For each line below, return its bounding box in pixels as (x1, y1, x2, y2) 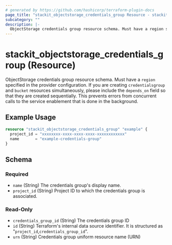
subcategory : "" (5, 17, 40, 22)
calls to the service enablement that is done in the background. (5, 98, 138, 105)
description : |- (5, 22, 40, 27)
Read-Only (5, 206, 33, 213)
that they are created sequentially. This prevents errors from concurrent (5, 93, 157, 99)
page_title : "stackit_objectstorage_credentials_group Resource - (5, 12, 150, 17)
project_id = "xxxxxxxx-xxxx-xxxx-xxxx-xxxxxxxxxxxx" (10, 131, 127, 136)
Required (5, 170, 29, 177)
